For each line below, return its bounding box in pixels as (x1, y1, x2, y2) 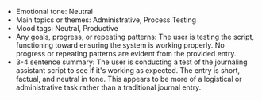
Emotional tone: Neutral (15, 7, 94, 16)
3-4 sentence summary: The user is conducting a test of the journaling (15, 57, 248, 67)
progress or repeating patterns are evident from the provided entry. (15, 49, 237, 58)
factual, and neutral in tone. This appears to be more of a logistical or (15, 75, 242, 83)
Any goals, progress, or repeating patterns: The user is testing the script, (15, 32, 255, 41)
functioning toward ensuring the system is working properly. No (15, 40, 225, 50)
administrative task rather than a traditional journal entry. (15, 83, 202, 92)
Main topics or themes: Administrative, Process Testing (15, 15, 197, 25)
